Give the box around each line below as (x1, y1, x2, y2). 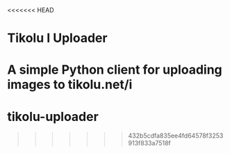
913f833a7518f (128, 139, 172, 147)
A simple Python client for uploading (7, 62, 222, 78)
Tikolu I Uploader (7, 31, 108, 46)
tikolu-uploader (7, 108, 99, 124)
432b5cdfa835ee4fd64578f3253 (128, 131, 224, 140)
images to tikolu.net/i (7, 76, 133, 92)
